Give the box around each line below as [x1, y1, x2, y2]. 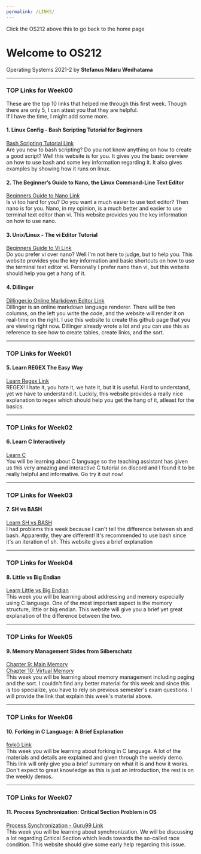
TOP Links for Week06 [6, 713, 73, 721]
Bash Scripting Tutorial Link [6, 140, 74, 147]
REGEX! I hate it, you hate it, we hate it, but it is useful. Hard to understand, [6, 383, 190, 391]
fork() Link [6, 741, 32, 748]
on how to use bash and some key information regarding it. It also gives [6, 159, 182, 166]
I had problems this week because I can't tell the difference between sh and [6, 526, 193, 533]
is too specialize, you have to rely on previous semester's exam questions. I [6, 686, 193, 694]
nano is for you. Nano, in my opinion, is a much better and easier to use [6, 205, 182, 212]
